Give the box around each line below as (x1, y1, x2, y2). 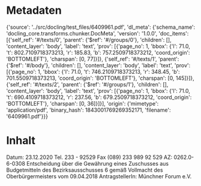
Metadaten (6, 4, 62, 17)
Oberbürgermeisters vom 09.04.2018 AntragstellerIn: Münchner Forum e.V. (6, 172, 192, 180)
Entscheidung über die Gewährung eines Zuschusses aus (26, 160, 169, 167)
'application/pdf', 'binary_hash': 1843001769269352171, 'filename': (6, 106, 171, 113)
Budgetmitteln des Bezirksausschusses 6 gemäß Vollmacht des (6, 166, 163, 173)
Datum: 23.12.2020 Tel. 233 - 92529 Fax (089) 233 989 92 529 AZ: (6, 154, 173, 161)
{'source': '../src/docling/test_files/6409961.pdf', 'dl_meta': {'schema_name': (6, 23, 196, 31)
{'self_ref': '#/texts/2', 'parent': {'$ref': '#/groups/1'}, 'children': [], (6, 80, 169, 88)
